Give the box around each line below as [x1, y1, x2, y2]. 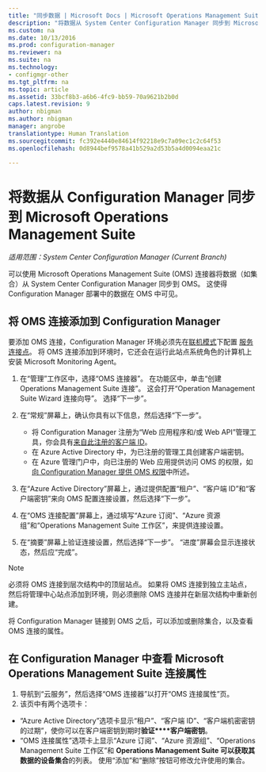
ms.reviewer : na [8, 48, 62, 56]
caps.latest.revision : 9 [8, 100, 90, 108]
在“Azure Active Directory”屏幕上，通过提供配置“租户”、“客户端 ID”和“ [19, 484, 249, 494]
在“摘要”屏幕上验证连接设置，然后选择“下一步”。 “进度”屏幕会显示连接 [19, 537, 249, 547]
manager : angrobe [8, 122, 66, 130]
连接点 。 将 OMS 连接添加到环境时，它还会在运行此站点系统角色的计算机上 [8, 347, 253, 357]
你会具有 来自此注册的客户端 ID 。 [45, 437, 152, 447]
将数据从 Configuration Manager [8, 188, 225, 206]
